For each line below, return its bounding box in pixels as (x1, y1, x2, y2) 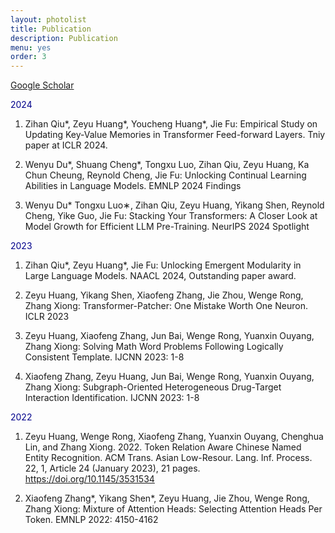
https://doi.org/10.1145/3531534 (24, 473, 155, 485)
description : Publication (10, 33, 118, 43)
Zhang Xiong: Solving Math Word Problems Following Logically (24, 341, 284, 353)
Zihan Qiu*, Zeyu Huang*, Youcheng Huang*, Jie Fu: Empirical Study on (24, 118, 318, 130)
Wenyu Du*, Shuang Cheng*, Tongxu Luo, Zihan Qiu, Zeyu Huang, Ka (24, 159, 310, 171)
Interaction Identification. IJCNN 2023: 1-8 (24, 392, 200, 404)
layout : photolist (10, 14, 87, 25)
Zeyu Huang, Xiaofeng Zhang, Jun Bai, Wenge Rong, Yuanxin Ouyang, (24, 330, 315, 342)
